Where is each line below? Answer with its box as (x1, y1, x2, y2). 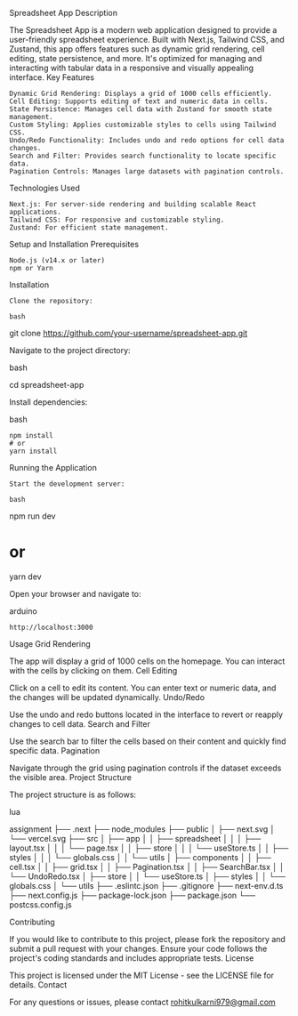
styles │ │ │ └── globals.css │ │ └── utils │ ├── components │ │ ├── (9, 851, 271, 862)
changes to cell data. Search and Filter (9, 718, 151, 729)
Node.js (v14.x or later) (9, 256, 105, 265)
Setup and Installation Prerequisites (9, 239, 140, 249)
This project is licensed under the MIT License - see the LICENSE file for (9, 970, 274, 980)
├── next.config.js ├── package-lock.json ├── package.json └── (9, 890, 256, 900)
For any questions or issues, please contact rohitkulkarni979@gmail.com (9, 996, 276, 1007)
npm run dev (9, 511, 56, 521)
